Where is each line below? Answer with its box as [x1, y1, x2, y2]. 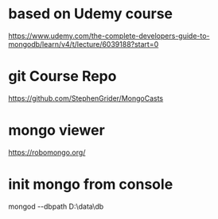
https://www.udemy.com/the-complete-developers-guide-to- [8, 31, 210, 40]
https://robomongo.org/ [8, 148, 86, 157]
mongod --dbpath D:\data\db [8, 202, 104, 211]
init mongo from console [8, 175, 173, 193]
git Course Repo [8, 67, 117, 86]
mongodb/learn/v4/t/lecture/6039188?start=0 [8, 39, 159, 48]
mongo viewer [8, 121, 105, 140]
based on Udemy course [8, 5, 173, 23]
